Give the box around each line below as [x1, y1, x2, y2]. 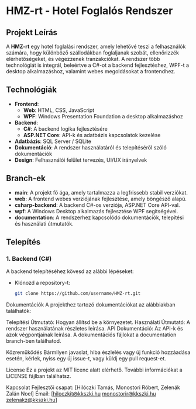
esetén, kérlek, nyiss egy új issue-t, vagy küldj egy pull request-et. [6, 355, 167, 362]
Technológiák [6, 85, 57, 95]
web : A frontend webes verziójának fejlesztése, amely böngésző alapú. [14, 195, 187, 202]
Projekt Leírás [6, 28, 57, 38]
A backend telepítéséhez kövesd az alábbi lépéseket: [6, 268, 134, 275]
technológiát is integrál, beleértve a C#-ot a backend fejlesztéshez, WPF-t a [6, 62, 189, 69]
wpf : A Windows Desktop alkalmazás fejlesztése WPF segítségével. [14, 207, 178, 214]
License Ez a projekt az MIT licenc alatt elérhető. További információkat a [6, 366, 183, 373]
